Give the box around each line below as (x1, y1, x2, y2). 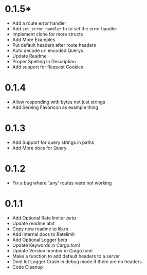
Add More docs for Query (12, 144, 67, 151)
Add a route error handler (12, 20, 66, 26)
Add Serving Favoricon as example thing (12, 104, 99, 111)
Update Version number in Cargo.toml (12, 247, 93, 253)
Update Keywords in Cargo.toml (12, 242, 80, 248)
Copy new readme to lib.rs (12, 226, 69, 232)
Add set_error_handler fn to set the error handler (12, 25, 118, 31)
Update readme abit (12, 220, 55, 226)
